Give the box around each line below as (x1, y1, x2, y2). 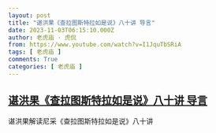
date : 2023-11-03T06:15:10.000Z (8, 26, 114, 34)
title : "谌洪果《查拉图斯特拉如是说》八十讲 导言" (8, 19, 155, 27)
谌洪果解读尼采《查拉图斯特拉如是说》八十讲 (8, 116, 154, 126)
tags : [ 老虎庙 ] (8, 48, 61, 56)
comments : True (8, 56, 58, 64)
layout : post (8, 11, 51, 20)
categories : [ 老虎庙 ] (8, 63, 83, 71)
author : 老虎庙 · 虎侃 (8, 33, 77, 42)
